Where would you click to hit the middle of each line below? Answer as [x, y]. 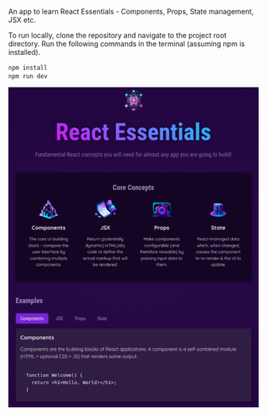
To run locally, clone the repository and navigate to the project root [118, 35]
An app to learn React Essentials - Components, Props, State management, [131, 12]
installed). [25, 52]
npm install [28, 68]
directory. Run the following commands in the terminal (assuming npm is [126, 44]
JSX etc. [22, 20]
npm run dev [28, 76]
